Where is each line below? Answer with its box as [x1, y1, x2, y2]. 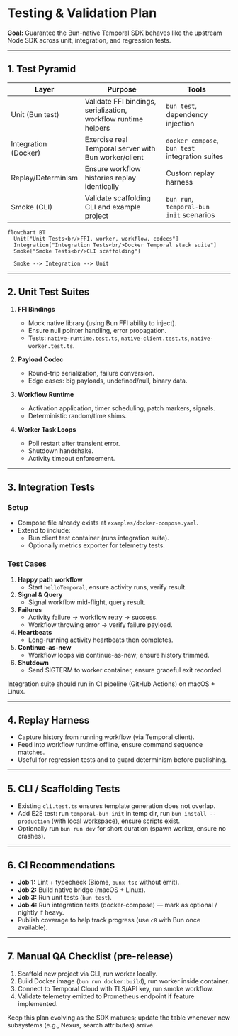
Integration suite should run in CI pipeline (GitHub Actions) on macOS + [7, 680, 215, 688]
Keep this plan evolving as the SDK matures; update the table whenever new [7, 1013, 231, 1022]
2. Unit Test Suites [7, 286, 90, 298]
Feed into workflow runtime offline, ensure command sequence [17, 741, 203, 749]
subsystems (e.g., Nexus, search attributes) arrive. [7, 1020, 155, 1029]
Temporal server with [84, 143, 156, 153]
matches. [17, 748, 45, 757]
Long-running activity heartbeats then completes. [28, 636, 174, 644]
